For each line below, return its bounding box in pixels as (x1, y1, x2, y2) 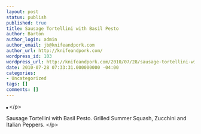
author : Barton (6, 31, 44, 37)
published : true (6, 20, 47, 26)
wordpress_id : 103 (6, 53, 52, 59)
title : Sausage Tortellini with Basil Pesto (6, 25, 119, 32)
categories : (6, 70, 36, 76)
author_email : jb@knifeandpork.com (6, 42, 95, 48)
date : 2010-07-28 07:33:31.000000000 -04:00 (6, 64, 119, 71)
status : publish (6, 14, 47, 20)
